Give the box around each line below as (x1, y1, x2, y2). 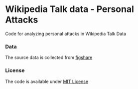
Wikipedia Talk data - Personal (5, 3, 135, 15)
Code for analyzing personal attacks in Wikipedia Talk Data (5, 30, 126, 36)
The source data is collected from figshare (5, 54, 93, 60)
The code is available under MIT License (5, 78, 89, 84)
